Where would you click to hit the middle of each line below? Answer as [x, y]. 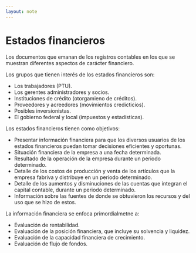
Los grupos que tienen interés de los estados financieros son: [80, 75]
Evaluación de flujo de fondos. [51, 244]
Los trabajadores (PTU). [43, 86]
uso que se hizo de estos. [45, 202]
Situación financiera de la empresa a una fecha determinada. [87, 152]
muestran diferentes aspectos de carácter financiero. [70, 63]
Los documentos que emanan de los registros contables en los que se [90, 57]
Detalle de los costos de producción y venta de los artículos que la [94, 171]
